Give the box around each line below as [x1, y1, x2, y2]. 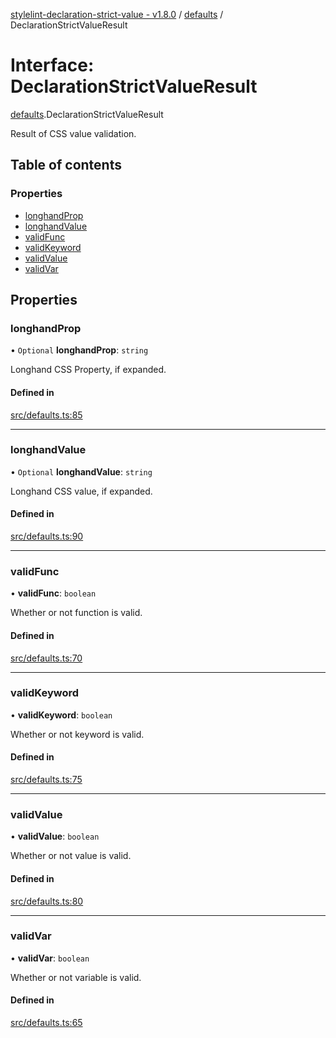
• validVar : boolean [10, 952, 90, 964]
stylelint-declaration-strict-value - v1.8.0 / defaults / [10, 9, 224, 20]
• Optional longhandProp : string [10, 344, 149, 356]
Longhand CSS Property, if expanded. [10, 364, 167, 376]
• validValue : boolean [10, 830, 100, 843]
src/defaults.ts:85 [10, 409, 83, 421]
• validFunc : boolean [10, 587, 97, 599]
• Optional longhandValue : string [10, 465, 153, 478]
